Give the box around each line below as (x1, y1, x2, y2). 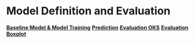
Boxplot (6, 30, 27, 37)
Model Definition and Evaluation (6, 4, 171, 18)
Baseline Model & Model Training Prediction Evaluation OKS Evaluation (6, 24, 189, 31)
